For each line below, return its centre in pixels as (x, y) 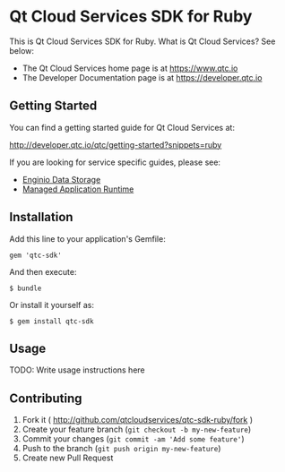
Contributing (46, 398)
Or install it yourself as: (52, 305)
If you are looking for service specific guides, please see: (115, 162)
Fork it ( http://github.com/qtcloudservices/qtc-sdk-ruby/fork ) (138, 420)
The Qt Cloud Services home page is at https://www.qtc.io (130, 68)
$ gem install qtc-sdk (52, 321)
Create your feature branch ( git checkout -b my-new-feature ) (137, 429)
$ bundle (26, 288)
